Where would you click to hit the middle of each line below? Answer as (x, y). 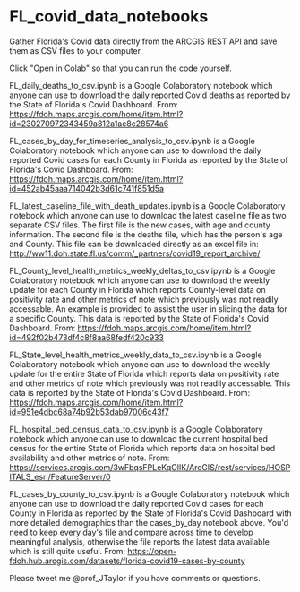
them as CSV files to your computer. (76, 50)
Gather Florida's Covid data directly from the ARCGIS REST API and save (143, 41)
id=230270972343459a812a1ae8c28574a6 (89, 124)
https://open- (152, 551)
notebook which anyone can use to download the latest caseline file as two (148, 215)
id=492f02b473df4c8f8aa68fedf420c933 (86, 337)
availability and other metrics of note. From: (90, 458)
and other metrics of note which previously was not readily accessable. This (150, 383)
